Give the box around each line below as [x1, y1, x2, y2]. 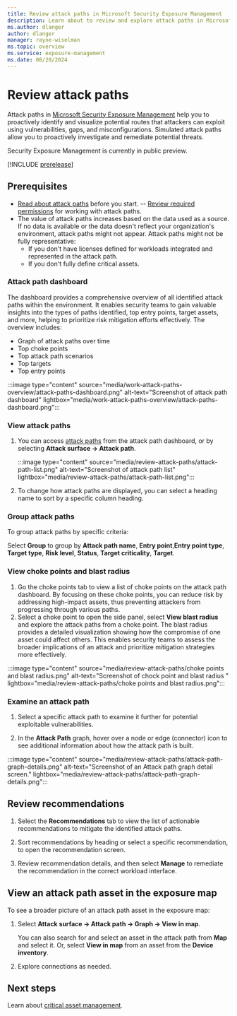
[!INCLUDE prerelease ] [7, 160, 74, 168]
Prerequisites [7, 181, 68, 193]
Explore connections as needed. [17, 962, 111, 970]
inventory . [17, 948, 49, 957]
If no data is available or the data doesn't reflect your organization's [17, 222, 215, 230]
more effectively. [17, 650, 67, 658]
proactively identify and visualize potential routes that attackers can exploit [7, 117, 226, 126]
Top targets [17, 359, 51, 367]
